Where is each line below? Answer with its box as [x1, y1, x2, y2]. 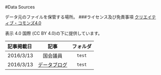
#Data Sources [5, 4, 35, 10]
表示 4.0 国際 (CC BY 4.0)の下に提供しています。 [5, 30, 103, 36]
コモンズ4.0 [18, 20, 41, 26]
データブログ [38, 61, 68, 68]
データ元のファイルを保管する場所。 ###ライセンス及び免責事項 [5, 14, 134, 20]
